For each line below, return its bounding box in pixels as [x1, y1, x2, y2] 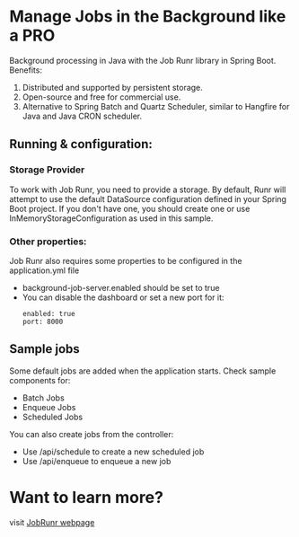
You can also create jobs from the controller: [9, 428, 174, 439]
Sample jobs [9, 341, 81, 357]
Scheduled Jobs [22, 411, 84, 422]
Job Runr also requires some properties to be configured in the [9, 255, 242, 266]
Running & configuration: [9, 136, 153, 152]
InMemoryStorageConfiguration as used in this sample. [9, 213, 214, 224]
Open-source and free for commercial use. [22, 92, 181, 102]
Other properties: [9, 235, 87, 248]
